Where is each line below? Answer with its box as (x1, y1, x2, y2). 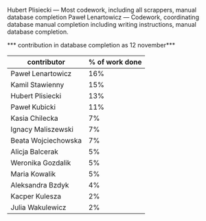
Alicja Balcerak (10, 147, 58, 156)
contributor (27, 58, 65, 67)
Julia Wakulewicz (10, 202, 67, 212)
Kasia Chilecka (10, 113, 58, 123)
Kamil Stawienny (10, 80, 65, 89)
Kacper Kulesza (10, 191, 62, 201)
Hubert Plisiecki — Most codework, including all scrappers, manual (7, 6, 197, 14)
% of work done (88, 58, 142, 67)
